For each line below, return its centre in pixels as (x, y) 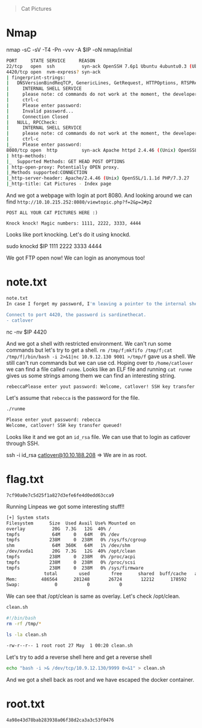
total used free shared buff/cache (115, 574)
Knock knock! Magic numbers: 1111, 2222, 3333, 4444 (74, 223)
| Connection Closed (37, 117)
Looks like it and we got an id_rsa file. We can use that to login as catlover (98, 437)
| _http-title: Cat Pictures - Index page (59, 184)
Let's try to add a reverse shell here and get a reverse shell (79, 657)
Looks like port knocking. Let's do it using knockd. (69, 235)
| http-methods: (26, 156)
